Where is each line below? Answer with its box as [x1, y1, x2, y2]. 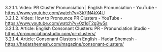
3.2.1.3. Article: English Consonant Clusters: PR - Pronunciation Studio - [5, 26, 150, 31]
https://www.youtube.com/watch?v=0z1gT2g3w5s [5, 20, 108, 26]
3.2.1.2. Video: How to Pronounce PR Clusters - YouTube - [5, 15, 123, 21]
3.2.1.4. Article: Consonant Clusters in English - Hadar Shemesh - [5, 36, 137, 42]
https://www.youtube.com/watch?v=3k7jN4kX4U [5, 10, 105, 16]
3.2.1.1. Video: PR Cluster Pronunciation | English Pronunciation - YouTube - [5, 5, 158, 10]
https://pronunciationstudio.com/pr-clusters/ [5, 31, 96, 36]
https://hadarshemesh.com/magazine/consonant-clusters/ [5, 41, 124, 47]
